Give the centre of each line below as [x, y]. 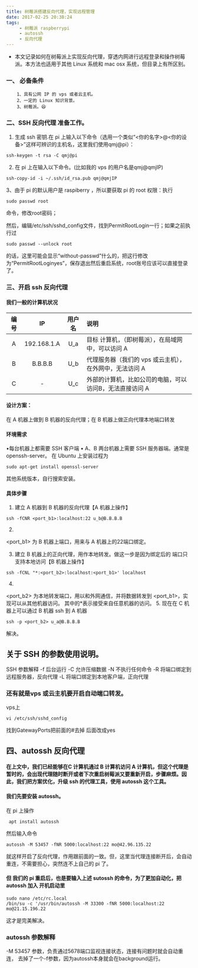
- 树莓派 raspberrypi [44, 28]
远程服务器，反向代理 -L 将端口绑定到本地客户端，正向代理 [77, 677]
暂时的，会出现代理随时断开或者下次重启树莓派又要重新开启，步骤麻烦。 [94, 774]
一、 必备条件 [25, 80]
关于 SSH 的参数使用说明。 [55, 654]
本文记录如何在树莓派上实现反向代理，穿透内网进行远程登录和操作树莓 [100, 56]
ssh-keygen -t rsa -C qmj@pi [42, 155]
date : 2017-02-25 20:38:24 [39, 17]
